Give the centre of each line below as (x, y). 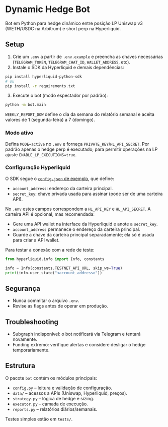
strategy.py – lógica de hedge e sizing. (53, 398)
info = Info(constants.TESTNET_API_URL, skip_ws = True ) (64, 268)
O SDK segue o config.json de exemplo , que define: (60, 178)
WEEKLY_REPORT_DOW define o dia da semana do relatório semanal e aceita (80, 114)
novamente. (25, 339)
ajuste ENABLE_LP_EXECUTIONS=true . (41, 154)
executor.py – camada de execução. (50, 404)
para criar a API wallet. (36, 240)
